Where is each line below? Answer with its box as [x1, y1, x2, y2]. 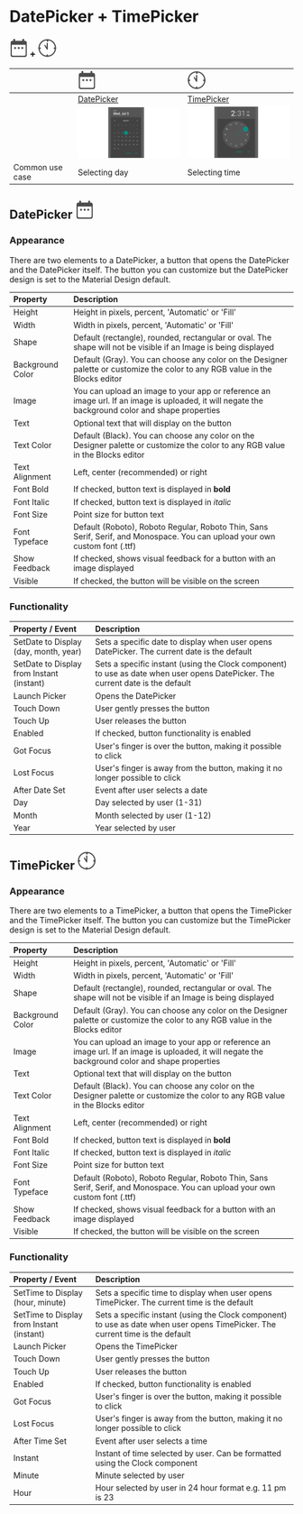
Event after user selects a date [95, 785, 208, 795]
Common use [13, 162, 63, 173]
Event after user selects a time [95, 1436, 207, 1446]
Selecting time [187, 167, 241, 178]
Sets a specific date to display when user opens [95, 637, 272, 647]
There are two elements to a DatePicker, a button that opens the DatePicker [9, 254, 290, 265]
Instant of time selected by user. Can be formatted [95, 1447, 282, 1458]
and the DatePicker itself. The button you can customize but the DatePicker [9, 264, 289, 275]
